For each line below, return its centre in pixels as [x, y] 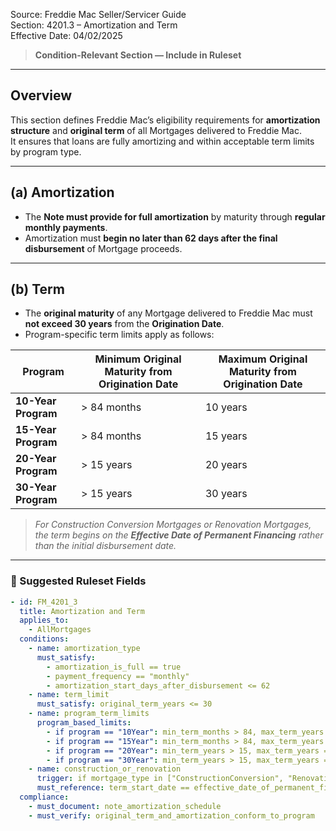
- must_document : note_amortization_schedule [125, 806]
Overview [41, 95]
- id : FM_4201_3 [44, 602]
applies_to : [44, 620]
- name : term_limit [69, 695]
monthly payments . [66, 227]
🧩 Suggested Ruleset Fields [78, 581]
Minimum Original [138, 359]
